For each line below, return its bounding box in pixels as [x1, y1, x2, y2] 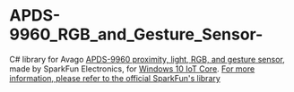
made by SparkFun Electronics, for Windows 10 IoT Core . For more [9, 63, 255, 74]
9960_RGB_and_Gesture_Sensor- [9, 24, 264, 45]
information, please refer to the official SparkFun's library [9, 72, 221, 83]
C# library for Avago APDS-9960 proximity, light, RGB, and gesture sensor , [9, 54, 285, 64]
